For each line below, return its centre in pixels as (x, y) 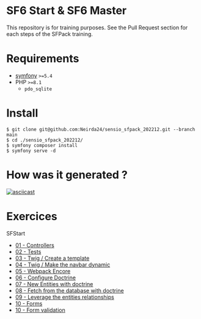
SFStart (16, 233)
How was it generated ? (67, 175)
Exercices (32, 216)
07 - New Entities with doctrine (54, 284)
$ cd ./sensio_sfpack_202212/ (45, 140)
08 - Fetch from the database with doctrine (69, 290)
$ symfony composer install (42, 145)
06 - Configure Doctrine (46, 278)
